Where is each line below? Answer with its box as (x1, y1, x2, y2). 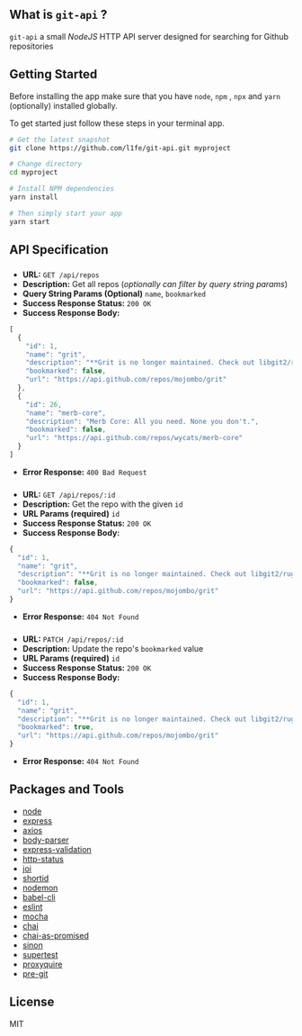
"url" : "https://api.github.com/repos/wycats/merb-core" (25, 434, 244, 443)
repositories (9, 41, 54, 51)
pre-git (22, 968, 49, 979)
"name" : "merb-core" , (25, 409, 106, 418)
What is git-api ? (9, 7, 108, 23)
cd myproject (9, 168, 58, 177)
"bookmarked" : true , (17, 723, 94, 732)
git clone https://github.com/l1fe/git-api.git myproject (9, 143, 231, 152)
